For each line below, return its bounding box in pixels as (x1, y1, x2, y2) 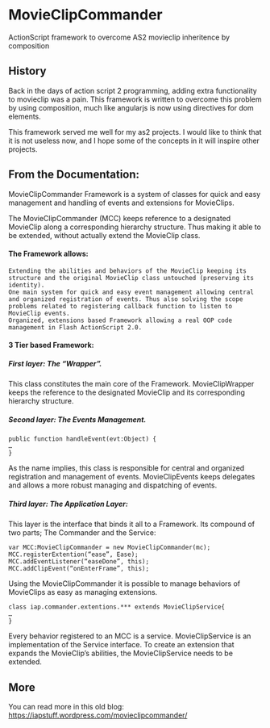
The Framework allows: (8, 249, 89, 259)
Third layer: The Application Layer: (8, 499, 129, 508)
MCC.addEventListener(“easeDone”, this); (8, 558, 150, 566)
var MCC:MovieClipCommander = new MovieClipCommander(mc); (8, 543, 211, 552)
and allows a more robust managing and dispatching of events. (8, 480, 218, 490)
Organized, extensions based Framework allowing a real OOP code (8, 316, 232, 324)
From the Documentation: (8, 168, 139, 182)
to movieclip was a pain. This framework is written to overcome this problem (8, 94, 262, 104)
